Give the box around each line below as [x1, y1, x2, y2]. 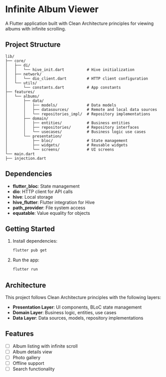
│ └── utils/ [5, 80, 37, 86]
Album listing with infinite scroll [12, 343, 78, 349]
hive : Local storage [12, 194, 53, 200]
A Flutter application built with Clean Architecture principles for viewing [5, 20, 154, 26]
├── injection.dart [5, 156, 47, 161]
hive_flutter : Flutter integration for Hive [12, 199, 95, 205]
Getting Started [5, 224, 55, 233]
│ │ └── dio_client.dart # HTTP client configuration [5, 76, 148, 81]
